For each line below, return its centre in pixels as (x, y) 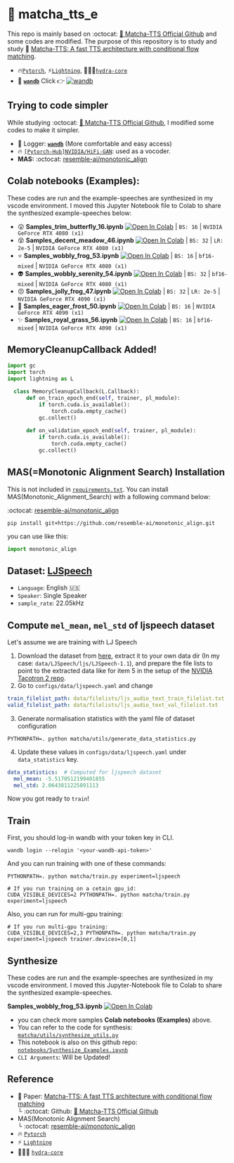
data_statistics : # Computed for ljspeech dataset (84, 772)
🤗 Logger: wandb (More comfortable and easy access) (95, 143)
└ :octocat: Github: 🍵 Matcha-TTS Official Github (88, 1111)
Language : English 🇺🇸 (49, 588)
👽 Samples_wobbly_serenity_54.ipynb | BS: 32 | (114, 273)
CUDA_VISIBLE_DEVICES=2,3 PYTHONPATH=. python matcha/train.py (102, 933)
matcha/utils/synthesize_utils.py (68, 1036)
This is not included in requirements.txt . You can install (88, 489)
